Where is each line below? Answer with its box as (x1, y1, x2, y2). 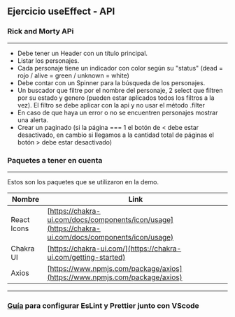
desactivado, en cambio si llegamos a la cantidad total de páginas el (17, 131, 215, 139)
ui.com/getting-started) (47, 252, 126, 262)
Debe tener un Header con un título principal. (17, 49, 148, 57)
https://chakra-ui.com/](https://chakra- (50, 244, 182, 253)
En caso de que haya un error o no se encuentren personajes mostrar (17, 108, 218, 117)
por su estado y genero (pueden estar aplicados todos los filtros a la (17, 94, 215, 102)
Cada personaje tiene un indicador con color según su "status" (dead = (17, 64, 224, 72)
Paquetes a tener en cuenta (7, 155, 103, 165)
